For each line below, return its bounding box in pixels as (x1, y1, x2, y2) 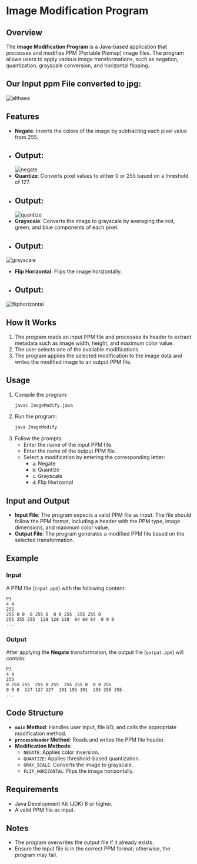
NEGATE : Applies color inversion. (23, 749, 99, 756)
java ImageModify (14, 424, 58, 430)
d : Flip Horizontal (32, 478, 74, 486)
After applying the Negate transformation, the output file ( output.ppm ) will (6, 649, 184, 656)
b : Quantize (32, 466, 60, 473)
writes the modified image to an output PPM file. (14, 358, 132, 365)
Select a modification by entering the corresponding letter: (23, 454, 166, 461)
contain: (6, 655, 26, 662)
